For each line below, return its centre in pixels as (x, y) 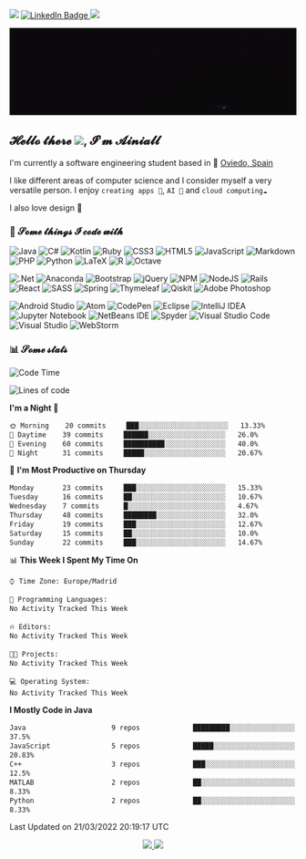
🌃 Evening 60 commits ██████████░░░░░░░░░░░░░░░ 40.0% (134, 444)
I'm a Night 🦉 (34, 408)
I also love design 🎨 (46, 207)
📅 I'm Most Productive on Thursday (78, 471)
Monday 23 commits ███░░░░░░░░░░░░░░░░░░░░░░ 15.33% (136, 488)
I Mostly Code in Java (51, 710)
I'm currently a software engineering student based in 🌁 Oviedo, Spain (141, 162)
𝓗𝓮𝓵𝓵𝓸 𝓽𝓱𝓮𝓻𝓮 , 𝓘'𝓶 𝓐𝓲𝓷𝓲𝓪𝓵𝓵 (85, 141)
